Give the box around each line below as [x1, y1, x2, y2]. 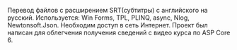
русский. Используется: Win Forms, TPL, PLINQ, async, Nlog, [7, 13, 190, 22]
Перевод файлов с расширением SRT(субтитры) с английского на [7, 6, 208, 14]
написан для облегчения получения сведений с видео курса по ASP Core [7, 28, 231, 37]
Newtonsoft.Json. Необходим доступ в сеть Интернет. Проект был [7, 21, 208, 29]
